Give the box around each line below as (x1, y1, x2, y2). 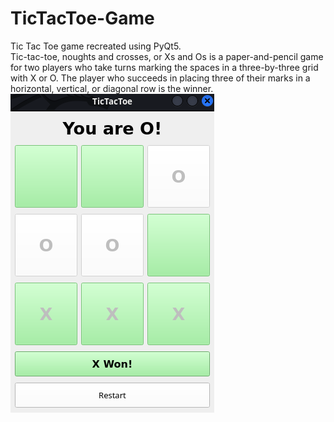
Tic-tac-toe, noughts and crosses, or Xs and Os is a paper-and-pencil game (10, 50, 324, 62)
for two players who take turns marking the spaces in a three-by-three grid (10, 61, 319, 73)
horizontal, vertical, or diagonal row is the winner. (10, 82, 214, 94)
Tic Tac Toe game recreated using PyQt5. (10, 40, 182, 52)
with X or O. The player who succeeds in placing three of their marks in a (10, 72, 311, 84)
